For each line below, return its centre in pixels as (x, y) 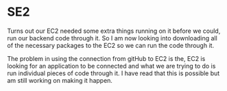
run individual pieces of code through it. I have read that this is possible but (113, 73)
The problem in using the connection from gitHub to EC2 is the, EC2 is (106, 58)
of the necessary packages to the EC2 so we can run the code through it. (111, 45)
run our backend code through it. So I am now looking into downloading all (112, 38)
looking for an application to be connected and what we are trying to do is (111, 66)
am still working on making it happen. (60, 80)
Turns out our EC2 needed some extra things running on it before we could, (114, 31)
